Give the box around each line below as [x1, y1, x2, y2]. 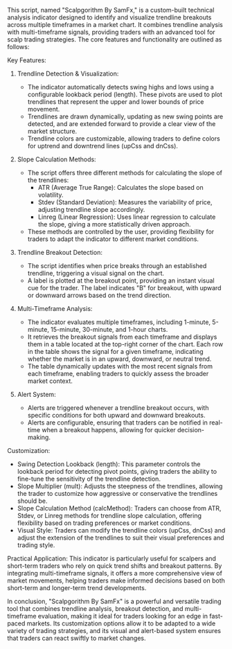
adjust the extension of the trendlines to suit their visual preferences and [17, 533, 224, 542]
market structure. [27, 127, 78, 135]
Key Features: [7, 56, 46, 64]
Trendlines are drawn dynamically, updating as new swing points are [27, 112, 224, 121]
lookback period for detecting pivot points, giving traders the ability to [17, 468, 217, 475]
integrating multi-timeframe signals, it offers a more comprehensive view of [7, 569, 223, 577]
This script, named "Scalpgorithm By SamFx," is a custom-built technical [7, 6, 215, 14]
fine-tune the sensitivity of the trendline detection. [17, 474, 161, 483]
